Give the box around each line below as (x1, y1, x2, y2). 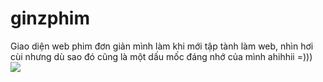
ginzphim (10, 7, 90, 30)
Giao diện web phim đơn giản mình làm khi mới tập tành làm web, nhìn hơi (10, 40, 314, 52)
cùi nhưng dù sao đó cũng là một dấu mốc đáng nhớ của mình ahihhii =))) (10, 50, 313, 62)
